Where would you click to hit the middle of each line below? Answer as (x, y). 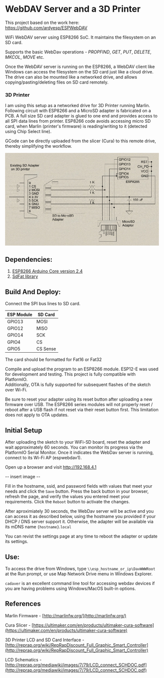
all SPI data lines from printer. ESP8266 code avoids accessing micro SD (78, 121)
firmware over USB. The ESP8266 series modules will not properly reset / (79, 405)
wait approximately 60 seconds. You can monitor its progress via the (74, 447)
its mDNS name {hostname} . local (38, 527)
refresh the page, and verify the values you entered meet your (68, 497)
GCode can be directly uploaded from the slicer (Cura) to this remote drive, (81, 141)
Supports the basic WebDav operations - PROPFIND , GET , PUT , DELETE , (78, 52)
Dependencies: (29, 260)
